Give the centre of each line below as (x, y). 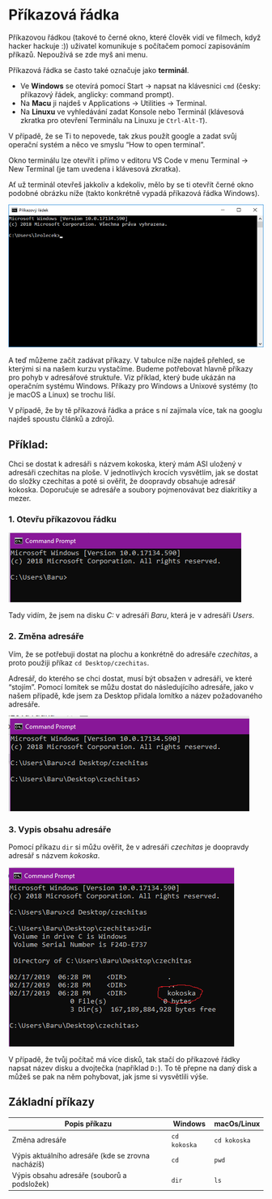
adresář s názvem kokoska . (54, 856)
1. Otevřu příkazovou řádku (63, 520)
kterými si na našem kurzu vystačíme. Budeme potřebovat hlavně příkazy (131, 369)
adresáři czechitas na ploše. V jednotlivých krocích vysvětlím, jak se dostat (133, 473)
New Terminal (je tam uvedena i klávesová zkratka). (94, 168)
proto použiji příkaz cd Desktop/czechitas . (79, 662)
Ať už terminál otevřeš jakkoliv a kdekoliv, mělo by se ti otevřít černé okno (131, 185)
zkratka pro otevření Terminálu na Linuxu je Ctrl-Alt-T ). (114, 120)
